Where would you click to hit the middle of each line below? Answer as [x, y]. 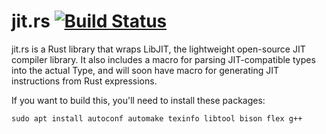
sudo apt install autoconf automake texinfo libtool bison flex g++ [157, 118]
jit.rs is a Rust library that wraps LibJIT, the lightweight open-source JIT [158, 49]
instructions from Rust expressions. [84, 81]
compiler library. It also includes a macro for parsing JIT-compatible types [163, 59]
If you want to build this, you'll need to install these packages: [138, 100]
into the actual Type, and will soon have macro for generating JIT [145, 70]
